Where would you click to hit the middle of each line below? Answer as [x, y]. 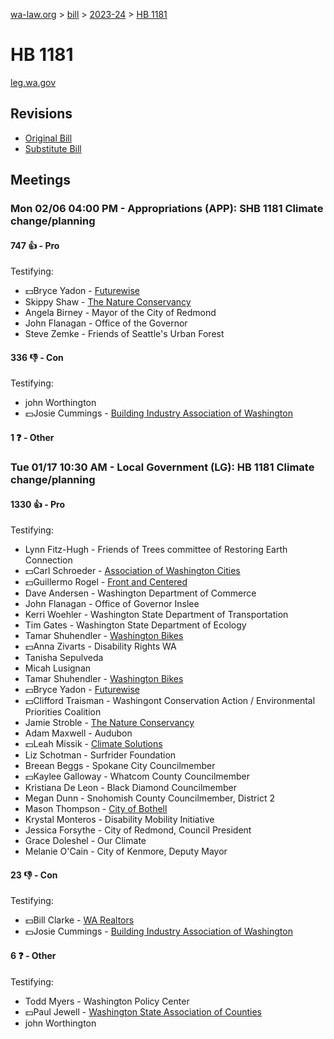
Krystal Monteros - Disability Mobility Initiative [119, 820]
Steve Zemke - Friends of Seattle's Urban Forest [124, 334]
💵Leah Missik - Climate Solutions [93, 744]
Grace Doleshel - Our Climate [85, 841]
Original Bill [48, 138]
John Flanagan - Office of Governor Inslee [112, 604]
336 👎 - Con [37, 357]
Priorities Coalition [63, 712]
